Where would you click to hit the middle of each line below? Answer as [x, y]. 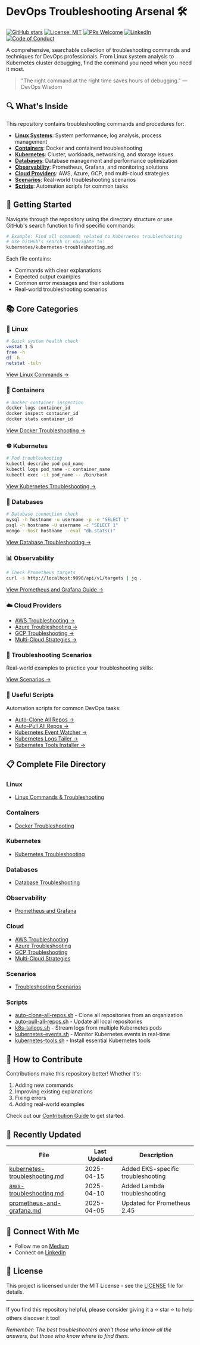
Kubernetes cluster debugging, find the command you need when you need [99, 63]
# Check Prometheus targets [41, 572]
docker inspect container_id [42, 414]
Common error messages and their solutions [69, 283]
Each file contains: [29, 259]
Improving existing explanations [54, 1092]
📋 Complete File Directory [56, 764]
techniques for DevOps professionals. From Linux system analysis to [90, 56]
